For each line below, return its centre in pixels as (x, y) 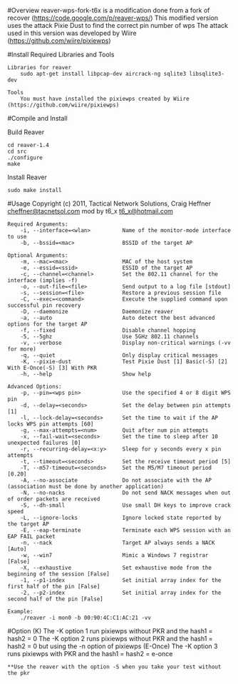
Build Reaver (26, 132)
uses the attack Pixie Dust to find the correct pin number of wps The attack (118, 25)
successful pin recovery (44, 306)
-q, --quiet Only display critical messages (119, 356)
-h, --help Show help (86, 374)
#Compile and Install (37, 118)
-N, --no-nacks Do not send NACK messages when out (126, 493)
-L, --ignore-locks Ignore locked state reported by (121, 518)
